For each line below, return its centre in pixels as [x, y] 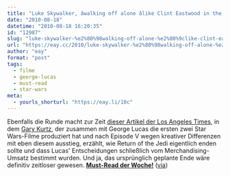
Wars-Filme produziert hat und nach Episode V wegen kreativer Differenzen [114, 136]
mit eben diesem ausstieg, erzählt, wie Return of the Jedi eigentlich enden [112, 143]
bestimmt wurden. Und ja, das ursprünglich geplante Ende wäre [120, 158]
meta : [15, 96]
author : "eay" [27, 52]
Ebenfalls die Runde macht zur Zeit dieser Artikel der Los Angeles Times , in [113, 121]
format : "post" [29, 58]
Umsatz [18, 158]
